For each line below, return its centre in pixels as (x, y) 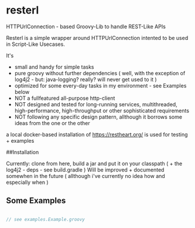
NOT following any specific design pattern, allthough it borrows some (98, 117)
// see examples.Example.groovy (45, 219)
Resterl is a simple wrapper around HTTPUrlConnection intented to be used (97, 38)
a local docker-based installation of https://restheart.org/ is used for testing (97, 134)
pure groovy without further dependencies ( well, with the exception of (100, 73)
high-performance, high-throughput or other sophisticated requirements (102, 110)
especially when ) (27, 182)
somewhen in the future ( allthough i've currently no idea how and (85, 176)
